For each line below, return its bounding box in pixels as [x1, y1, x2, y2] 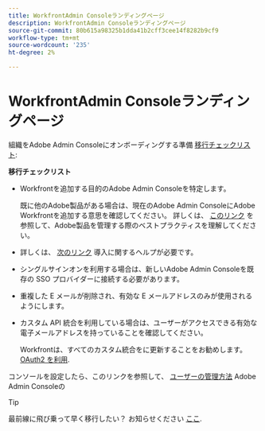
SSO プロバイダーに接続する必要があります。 [35, 274, 185, 283]
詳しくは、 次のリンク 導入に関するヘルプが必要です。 [19, 247, 198, 257]
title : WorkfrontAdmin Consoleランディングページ [8, 11, 165, 20]
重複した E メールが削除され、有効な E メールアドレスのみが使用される [19, 291, 253, 301]
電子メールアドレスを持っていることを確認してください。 [19, 328, 208, 337]
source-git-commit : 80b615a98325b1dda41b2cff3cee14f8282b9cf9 [8, 26, 219, 34]
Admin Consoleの [8, 381, 66, 390]
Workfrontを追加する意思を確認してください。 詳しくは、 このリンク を [19, 210, 254, 219]
